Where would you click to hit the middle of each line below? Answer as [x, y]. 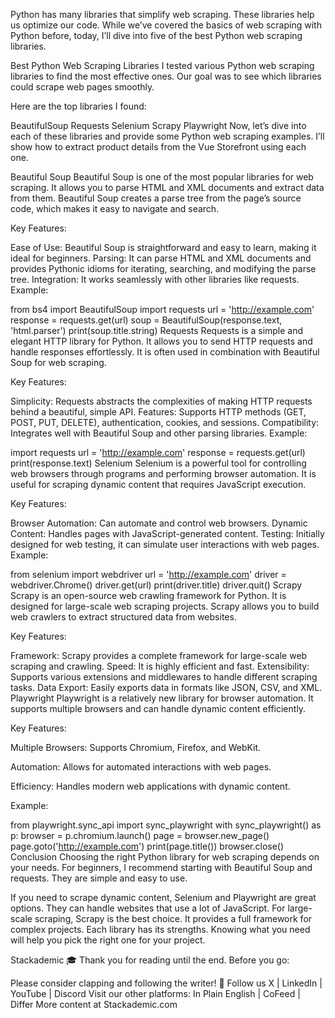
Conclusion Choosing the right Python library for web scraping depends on [165, 857]
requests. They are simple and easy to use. [99, 878]
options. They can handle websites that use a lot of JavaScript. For [148, 908]
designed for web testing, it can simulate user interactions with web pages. [165, 544]
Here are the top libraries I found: [78, 106]
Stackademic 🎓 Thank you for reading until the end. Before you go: [150, 960]
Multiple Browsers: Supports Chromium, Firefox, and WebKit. [136, 747]
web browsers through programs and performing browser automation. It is [163, 473]
